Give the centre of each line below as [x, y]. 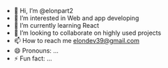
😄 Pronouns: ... [36, 51]
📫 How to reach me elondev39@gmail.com [76, 41]
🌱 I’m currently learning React [56, 25]
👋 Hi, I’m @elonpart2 [43, 11]
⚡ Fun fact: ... [33, 58]
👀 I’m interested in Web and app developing [76, 18]
